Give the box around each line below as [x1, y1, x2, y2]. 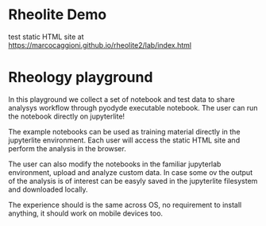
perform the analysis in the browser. [8, 143, 127, 153]
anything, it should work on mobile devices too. [8, 208, 164, 218]
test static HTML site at [8, 32, 85, 41]
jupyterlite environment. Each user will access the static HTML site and [8, 135, 241, 145]
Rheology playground [8, 68, 153, 87]
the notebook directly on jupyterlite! [8, 111, 125, 121]
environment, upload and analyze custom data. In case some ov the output [8, 167, 253, 177]
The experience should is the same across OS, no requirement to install [8, 200, 242, 209]
